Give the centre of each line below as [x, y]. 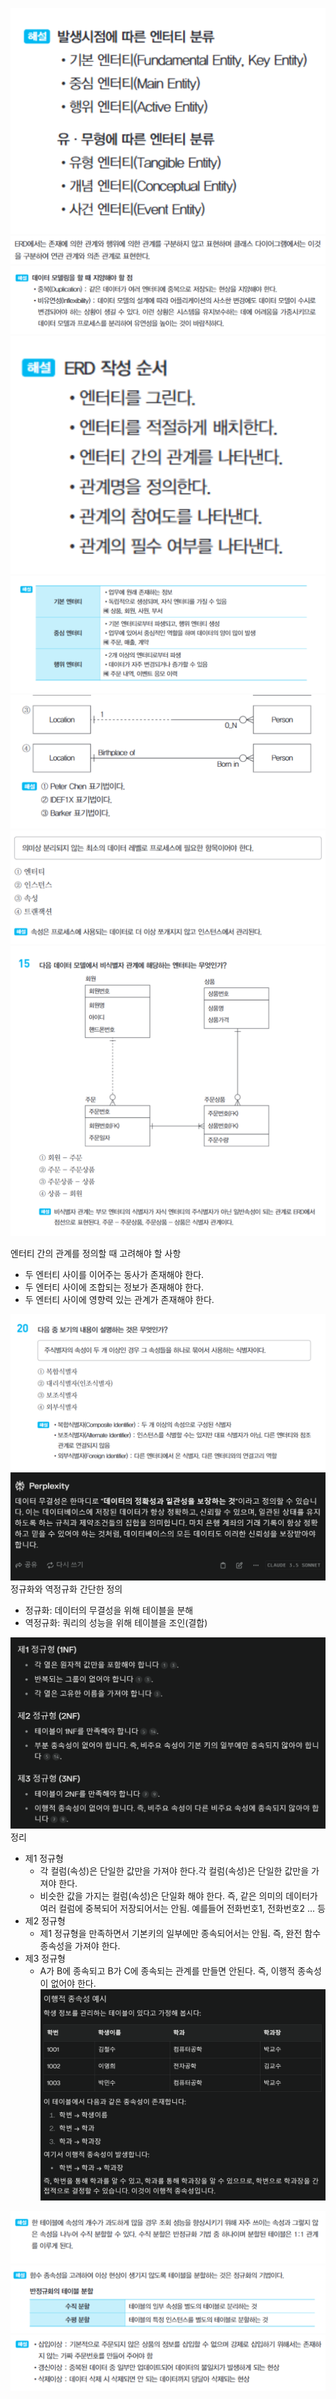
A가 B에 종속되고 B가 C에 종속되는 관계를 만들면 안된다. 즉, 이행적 [167, 1970]
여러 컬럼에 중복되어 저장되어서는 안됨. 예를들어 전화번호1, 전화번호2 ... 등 [182, 1908]
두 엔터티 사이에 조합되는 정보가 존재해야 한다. [114, 1287]
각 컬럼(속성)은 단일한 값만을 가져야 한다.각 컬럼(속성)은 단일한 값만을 [174, 1870]
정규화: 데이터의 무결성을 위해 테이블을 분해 [109, 1610]
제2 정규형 [45, 1920]
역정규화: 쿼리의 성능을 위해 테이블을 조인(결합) [116, 1623]
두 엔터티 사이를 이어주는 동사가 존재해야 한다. [114, 1274]
